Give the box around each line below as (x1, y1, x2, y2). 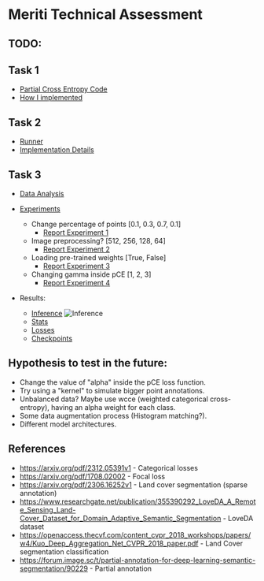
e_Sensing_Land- (19, 505, 76, 514)
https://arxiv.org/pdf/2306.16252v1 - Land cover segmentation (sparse (19, 479, 248, 490)
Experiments (19, 204, 60, 214)
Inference (31, 309, 63, 318)
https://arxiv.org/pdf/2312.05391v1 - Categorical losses (19, 463, 199, 472)
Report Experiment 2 (42, 244, 110, 254)
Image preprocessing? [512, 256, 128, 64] (31, 236, 167, 246)
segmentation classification (19, 546, 109, 557)
